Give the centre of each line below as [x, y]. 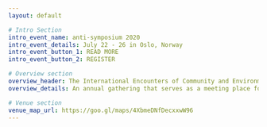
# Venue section [35, 103]
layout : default [35, 15]
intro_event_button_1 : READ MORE [64, 52]
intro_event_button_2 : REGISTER [62, 60]
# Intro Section [35, 30]
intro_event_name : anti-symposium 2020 [74, 37]
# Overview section [41, 74]
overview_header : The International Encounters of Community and [118, 81]
